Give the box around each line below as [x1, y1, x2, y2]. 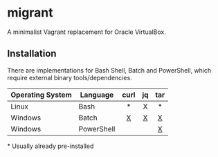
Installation [7, 48, 57, 59]
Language [80, 90, 114, 100]
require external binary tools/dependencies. [7, 73, 133, 82]
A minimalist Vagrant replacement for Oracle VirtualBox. [7, 28, 166, 36]
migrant [7, 5, 53, 21]
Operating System [10, 90, 72, 100]
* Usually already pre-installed [7, 142, 94, 150]
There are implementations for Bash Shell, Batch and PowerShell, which [7, 66, 212, 74]
